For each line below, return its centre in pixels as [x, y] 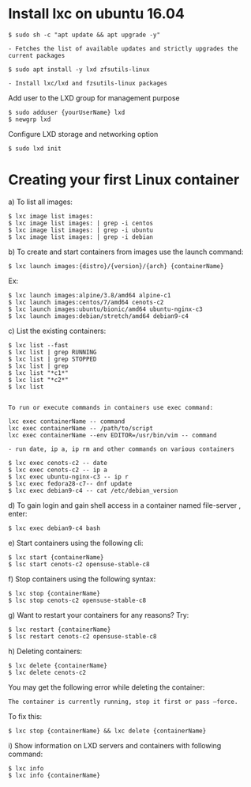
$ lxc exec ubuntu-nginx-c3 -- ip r [68, 477]
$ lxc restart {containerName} [60, 630]
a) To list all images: [41, 202]
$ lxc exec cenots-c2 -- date [58, 463]
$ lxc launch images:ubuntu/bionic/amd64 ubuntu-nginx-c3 [105, 309]
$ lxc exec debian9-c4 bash [54, 528]
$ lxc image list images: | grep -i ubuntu [81, 230]
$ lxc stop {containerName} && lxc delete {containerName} [107, 731]
